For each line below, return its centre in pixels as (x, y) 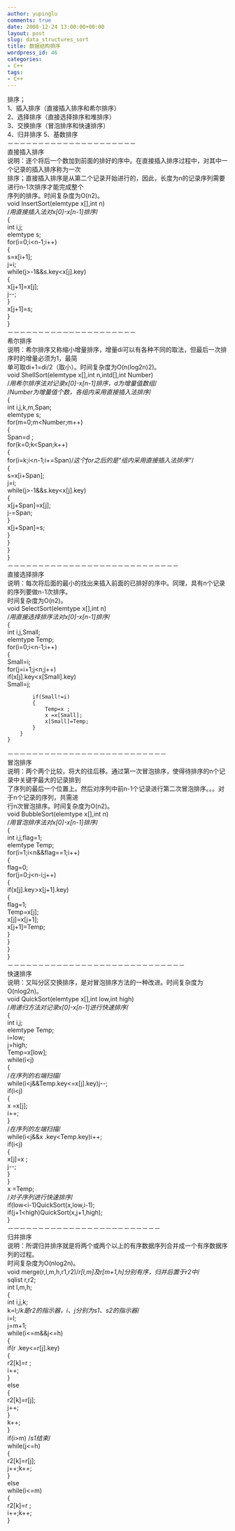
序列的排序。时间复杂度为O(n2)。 (55, 196)
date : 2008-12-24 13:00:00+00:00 (56, 27)
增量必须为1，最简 (51, 358)
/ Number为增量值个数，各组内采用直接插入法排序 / (79, 392)
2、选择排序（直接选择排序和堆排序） (61, 117)
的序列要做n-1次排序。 (40, 592)
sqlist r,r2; (22, 1280)
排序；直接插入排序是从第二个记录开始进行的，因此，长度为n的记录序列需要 (116, 178)
